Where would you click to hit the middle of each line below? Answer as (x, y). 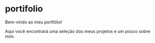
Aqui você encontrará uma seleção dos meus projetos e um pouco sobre (78, 31)
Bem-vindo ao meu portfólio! (34, 22)
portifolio (24, 9)
